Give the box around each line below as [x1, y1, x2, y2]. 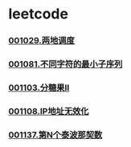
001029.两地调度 [8, 35, 75, 47]
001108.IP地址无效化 [8, 105, 89, 116]
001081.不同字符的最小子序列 [8, 59, 123, 70]
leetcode [8, 5, 68, 23]
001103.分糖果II [8, 82, 70, 93]
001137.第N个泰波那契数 [8, 129, 103, 141]
